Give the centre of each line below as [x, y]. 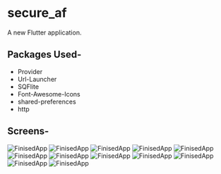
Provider [30, 71]
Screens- [28, 131]
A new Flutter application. [44, 32]
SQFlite [28, 87]
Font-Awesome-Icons [49, 94]
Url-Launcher [37, 79]
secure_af [37, 13]
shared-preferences [47, 101]
